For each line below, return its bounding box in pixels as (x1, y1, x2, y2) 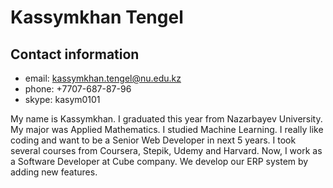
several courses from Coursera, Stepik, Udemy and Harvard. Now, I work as (10, 145, 323, 156)
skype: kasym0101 (24, 94, 101, 105)
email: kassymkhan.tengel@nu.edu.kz (24, 72, 182, 84)
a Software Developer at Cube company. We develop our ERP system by (10, 156, 309, 167)
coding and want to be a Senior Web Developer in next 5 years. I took (10, 134, 297, 146)
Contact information (10, 46, 140, 63)
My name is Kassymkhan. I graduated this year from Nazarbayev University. (10, 113, 323, 125)
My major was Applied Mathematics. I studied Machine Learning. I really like (10, 124, 324, 135)
